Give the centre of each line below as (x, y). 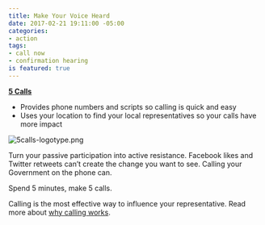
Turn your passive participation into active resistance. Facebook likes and (130, 155)
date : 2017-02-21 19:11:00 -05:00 (67, 23)
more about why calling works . (59, 212)
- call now (27, 53)
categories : (28, 31)
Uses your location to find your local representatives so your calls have (138, 115)
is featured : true (39, 69)
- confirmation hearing (48, 61)
